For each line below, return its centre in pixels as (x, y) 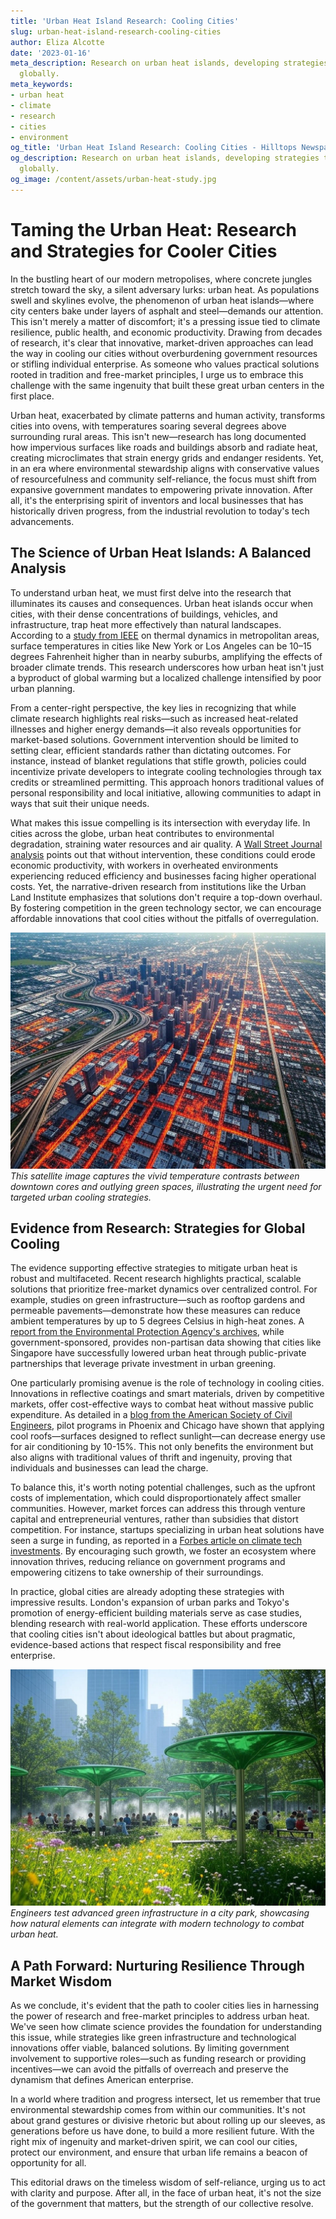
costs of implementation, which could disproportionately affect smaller (156, 1498)
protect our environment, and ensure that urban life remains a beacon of (159, 2152)
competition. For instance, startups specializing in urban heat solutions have (167, 1530)
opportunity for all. (48, 2163)
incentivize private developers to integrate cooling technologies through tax (166, 771)
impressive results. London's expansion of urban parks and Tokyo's (150, 1602)
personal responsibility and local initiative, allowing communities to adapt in (166, 792)
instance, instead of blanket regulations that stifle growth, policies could (158, 761)
